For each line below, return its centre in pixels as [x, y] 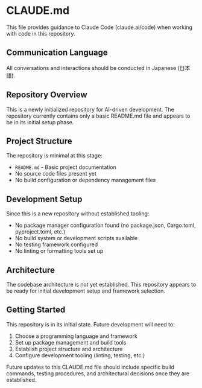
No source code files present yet [55, 174]
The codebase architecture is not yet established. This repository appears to [101, 285]
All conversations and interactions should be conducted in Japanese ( [93, 68]
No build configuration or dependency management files [85, 180]
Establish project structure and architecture [69, 349]
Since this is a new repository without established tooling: [78, 214]
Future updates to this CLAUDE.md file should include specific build [90, 367]
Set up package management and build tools [71, 342]
